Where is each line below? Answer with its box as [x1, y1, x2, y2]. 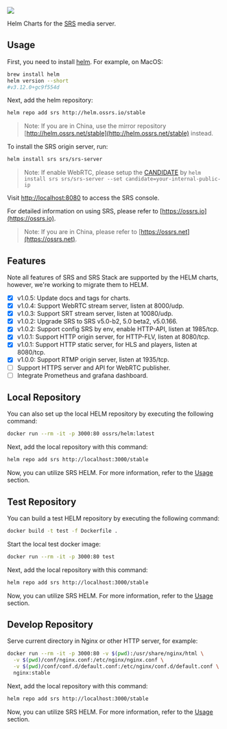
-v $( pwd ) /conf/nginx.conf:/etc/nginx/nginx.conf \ [13, 657, 165, 664]
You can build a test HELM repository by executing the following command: [7, 514, 219, 522]
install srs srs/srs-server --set [23, 176, 123, 182]
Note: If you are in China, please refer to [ [23, 228, 141, 236]
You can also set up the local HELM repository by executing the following [7, 410, 214, 418]
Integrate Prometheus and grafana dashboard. [16, 371, 149, 379]
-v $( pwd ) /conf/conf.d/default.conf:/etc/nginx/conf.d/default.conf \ [13, 663, 219, 670]
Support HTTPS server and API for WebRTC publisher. [16, 363, 171, 372]
